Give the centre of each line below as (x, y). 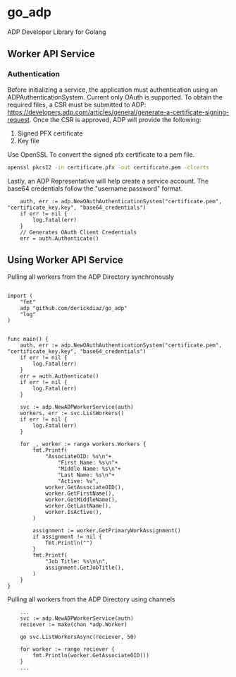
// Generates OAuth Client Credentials (79, 232)
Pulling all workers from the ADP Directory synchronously (91, 277)
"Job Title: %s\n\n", (77, 562)
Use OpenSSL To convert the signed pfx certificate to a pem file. (101, 154)
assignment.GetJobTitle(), (85, 568)
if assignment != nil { (67, 537)
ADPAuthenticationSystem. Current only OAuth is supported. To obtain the (115, 97)
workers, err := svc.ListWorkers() (72, 414)
